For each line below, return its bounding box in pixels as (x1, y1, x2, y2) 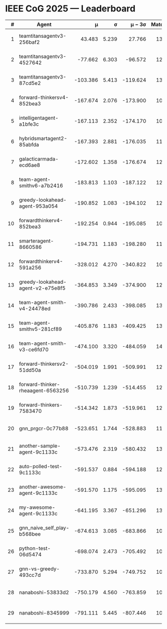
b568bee (19, 530, 41, 537)
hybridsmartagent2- (19, 135, 68, 142)
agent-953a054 (19, 202, 58, 209)
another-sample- (19, 442, 61, 449)
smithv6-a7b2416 (19, 182, 63, 189)
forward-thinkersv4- (19, 94, 69, 101)
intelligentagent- (19, 114, 59, 121)
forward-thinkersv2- (19, 360, 69, 367)
